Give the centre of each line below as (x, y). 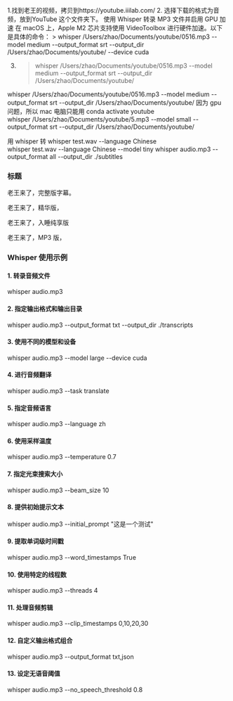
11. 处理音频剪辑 (30, 607)
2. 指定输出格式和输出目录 (45, 309)
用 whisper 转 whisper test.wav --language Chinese (82, 141)
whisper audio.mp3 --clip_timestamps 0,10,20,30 (78, 624)
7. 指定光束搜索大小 (35, 474)
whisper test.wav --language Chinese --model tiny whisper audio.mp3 (109, 149)
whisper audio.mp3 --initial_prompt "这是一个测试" (80, 524)
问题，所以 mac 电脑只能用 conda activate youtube (81, 111)
